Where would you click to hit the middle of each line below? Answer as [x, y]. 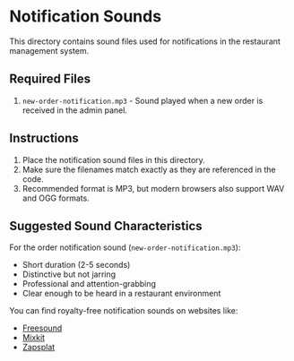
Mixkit [34, 338]
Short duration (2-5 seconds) [76, 265]
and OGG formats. [56, 198]
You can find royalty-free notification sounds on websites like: [124, 311]
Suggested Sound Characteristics [106, 226]
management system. [49, 50]
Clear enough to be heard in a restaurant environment [121, 294]
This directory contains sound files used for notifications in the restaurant [145, 41]
